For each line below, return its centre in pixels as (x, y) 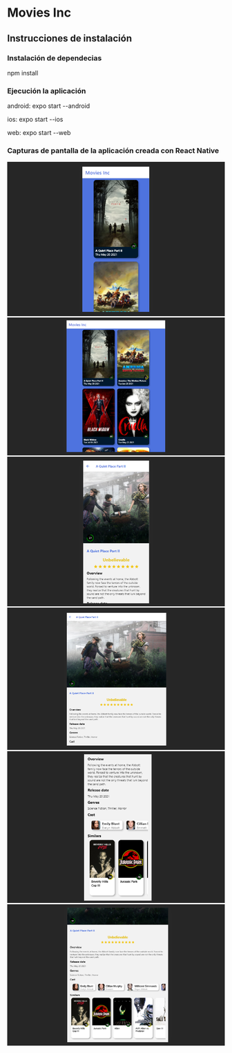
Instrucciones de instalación (70, 38)
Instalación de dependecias (55, 58)
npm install (23, 73)
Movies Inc (39, 13)
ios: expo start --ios (35, 120)
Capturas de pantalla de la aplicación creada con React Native (113, 151)
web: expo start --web (39, 133)
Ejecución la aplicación (47, 91)
